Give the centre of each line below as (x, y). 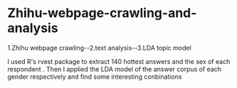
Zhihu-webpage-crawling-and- (102, 13)
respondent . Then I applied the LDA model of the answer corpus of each (115, 69)
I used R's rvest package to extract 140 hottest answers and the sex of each (119, 61)
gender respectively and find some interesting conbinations (95, 77)
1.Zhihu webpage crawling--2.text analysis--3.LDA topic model (100, 48)
